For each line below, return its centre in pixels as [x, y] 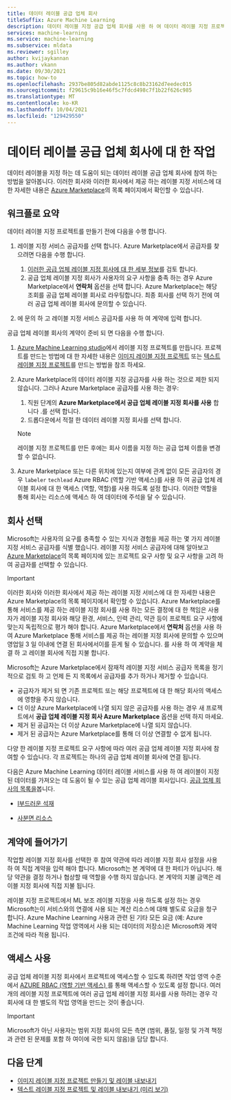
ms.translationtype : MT [41, 97]
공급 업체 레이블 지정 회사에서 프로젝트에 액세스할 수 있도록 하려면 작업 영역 [108, 976]
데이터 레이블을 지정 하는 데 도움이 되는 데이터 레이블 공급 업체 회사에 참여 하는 [112, 172]
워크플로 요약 [33, 213]
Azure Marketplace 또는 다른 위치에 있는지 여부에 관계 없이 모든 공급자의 [115, 471]
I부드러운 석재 [35, 804]
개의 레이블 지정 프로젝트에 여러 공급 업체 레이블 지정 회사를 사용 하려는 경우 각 [112, 993]
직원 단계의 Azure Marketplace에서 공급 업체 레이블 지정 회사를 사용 [119, 403]
